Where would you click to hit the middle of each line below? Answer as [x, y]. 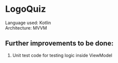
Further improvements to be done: [59, 44]
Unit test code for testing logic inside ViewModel [62, 55]
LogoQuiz [26, 9]
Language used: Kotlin [28, 23]
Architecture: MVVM [26, 28]
